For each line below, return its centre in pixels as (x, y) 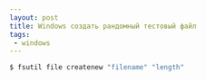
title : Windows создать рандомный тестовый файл (103, 26)
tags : (20, 34)
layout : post (34, 18)
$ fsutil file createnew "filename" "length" (97, 67)
